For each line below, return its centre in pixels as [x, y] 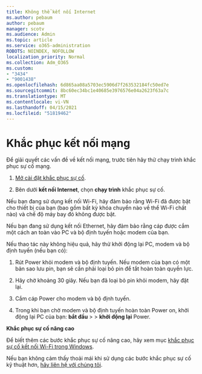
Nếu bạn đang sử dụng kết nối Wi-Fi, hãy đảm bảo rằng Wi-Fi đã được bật [98, 202]
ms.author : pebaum [29, 18]
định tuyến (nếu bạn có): [37, 251]
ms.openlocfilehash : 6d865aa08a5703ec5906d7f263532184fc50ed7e [88, 85]
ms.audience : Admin [31, 34]
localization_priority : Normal [46, 57]
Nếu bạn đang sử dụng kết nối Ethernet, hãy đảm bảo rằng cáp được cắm [98, 226]
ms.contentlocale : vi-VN [37, 102]
